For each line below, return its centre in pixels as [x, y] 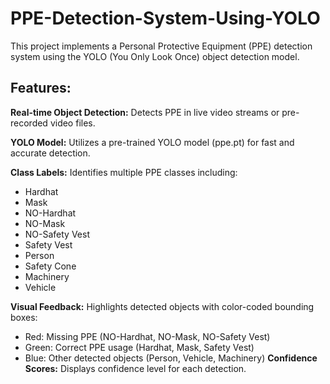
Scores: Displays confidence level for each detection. [135, 368]
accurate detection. [50, 153]
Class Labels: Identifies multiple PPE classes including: [124, 172]
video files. [72, 123]
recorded [29, 123]
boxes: [24, 317]
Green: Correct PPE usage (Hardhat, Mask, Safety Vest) [139, 347]
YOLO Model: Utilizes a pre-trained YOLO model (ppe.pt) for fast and [152, 142]
